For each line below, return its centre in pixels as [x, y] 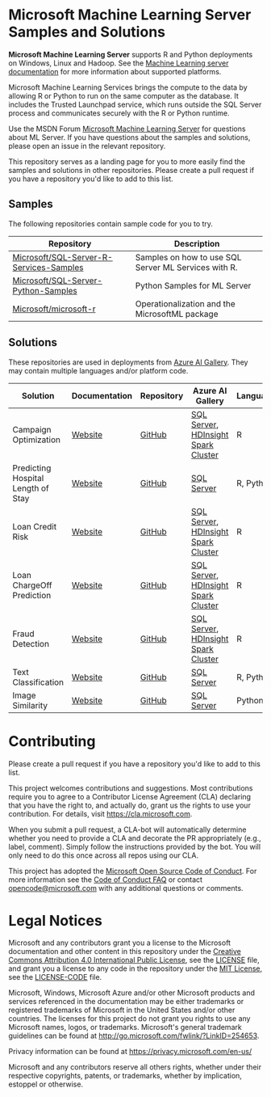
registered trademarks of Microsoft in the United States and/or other [122, 1010]
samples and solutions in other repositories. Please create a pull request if [131, 170]
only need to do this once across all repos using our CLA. [104, 855]
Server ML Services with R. [186, 267]
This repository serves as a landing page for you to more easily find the [127, 161]
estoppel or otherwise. [46, 1084]
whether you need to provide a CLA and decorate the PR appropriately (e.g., [135, 838]
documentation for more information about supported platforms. [115, 71]
